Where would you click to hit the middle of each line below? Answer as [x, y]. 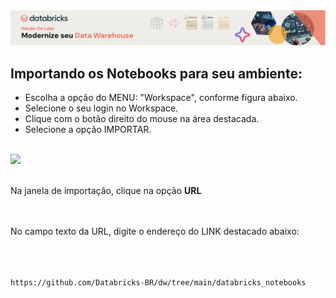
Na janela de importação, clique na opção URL [106, 190]
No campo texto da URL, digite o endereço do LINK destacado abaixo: [155, 231]
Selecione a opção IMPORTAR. [88, 129]
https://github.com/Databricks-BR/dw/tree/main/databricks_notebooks [158, 282]
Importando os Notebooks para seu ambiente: [156, 73]
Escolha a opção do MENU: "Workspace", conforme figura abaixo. [161, 97]
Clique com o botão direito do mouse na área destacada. [142, 118]
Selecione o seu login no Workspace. [101, 108]
